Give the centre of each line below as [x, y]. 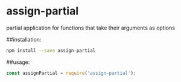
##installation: [24, 39]
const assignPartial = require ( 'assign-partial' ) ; [71, 73]
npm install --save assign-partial [51, 50]
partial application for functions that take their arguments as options [91, 28]
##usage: [18, 62]
